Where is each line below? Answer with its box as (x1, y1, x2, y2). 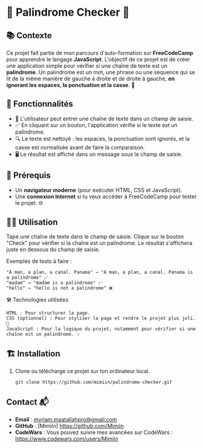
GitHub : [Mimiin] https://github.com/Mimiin (14, 422, 124, 429)
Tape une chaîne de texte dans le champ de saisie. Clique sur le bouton (6, 233, 184, 241)
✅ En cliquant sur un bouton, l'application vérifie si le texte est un (14, 121, 178, 129)
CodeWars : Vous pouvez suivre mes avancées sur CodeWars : (14, 429, 173, 436)
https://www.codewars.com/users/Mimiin (14, 435, 119, 442)
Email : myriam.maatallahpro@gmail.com (14, 415, 117, 423)
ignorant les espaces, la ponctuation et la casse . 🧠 (6, 82, 135, 88)
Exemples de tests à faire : (6, 258, 72, 265)
